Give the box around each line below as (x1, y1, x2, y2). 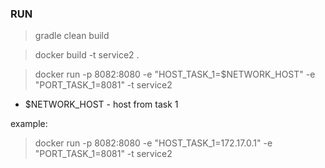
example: (10, 118, 48, 130)
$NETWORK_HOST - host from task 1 (24, 98, 179, 111)
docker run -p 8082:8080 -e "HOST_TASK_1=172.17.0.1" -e (34, 137, 273, 149)
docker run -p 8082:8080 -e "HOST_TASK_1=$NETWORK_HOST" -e (34, 68, 316, 81)
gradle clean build (34, 30, 110, 42)
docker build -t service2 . (34, 49, 140, 61)
